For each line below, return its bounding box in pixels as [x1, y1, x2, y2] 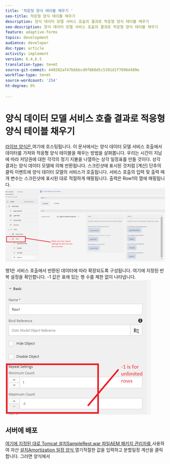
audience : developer [5, 41, 49, 46]
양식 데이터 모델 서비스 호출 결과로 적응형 [5, 112, 165, 124]
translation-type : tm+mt [5, 62, 58, 67]
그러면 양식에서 [20, 453, 50, 459]
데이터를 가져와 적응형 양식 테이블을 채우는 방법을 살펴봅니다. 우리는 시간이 [5, 150, 153, 156]
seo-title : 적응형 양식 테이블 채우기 [5, 13, 76, 19]
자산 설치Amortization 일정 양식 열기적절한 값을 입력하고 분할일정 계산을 [10, 447, 154, 453]
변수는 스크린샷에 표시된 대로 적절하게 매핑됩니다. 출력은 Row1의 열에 [10, 175, 148, 181]
